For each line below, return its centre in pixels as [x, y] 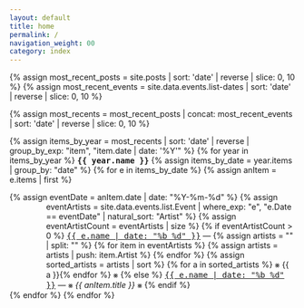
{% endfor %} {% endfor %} [62, 295]
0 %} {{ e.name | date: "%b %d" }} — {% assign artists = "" [169, 236]
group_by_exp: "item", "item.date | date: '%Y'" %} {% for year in [129, 151]
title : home [32, 26]
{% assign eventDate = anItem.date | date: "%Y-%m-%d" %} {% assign [144, 197]
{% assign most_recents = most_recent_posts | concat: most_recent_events [151, 114]
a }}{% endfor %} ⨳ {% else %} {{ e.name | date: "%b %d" [165, 275]
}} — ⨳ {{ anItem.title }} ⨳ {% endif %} [118, 285]
